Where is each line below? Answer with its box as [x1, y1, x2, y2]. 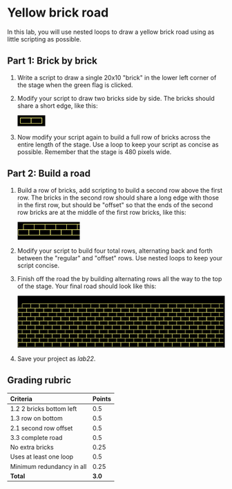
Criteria [10, 394, 32, 403]
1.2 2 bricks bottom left [10, 405, 77, 413]
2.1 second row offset [10, 423, 73, 432]
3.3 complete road [10, 433, 63, 441]
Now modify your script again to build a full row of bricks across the [17, 133, 211, 141]
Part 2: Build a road [7, 168, 91, 180]
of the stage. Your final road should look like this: [17, 282, 157, 290]
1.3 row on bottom [10, 414, 64, 423]
